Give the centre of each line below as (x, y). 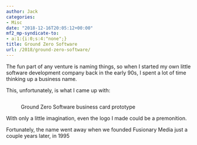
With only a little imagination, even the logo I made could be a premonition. (96, 118)
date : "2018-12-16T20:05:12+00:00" (50, 28)
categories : (21, 17)
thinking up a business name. (42, 79)
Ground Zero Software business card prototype (78, 107)
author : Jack (22, 11)
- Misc (14, 22)
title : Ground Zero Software (42, 45)
